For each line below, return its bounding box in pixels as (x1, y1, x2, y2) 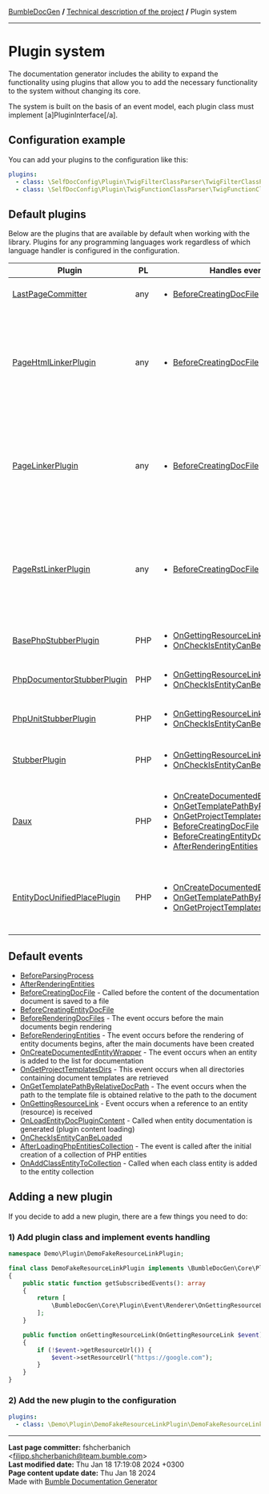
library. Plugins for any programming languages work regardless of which (8, 237, 251, 247)
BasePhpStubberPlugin (12, 635, 100, 646)
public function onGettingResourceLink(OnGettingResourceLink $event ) (22, 1331, 263, 1339)
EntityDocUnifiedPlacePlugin (12, 892, 121, 903)
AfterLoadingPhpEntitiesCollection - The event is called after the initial (19, 1141, 252, 1151)
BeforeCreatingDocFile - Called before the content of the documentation (19, 988, 259, 997)
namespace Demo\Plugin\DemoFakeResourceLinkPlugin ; (8, 1250, 184, 1258)
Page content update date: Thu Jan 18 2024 (8, 1468, 156, 1478)
